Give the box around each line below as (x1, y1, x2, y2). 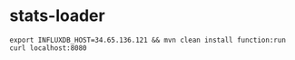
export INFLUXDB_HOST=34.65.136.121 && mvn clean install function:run (9, 35, 286, 45)
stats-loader (9, 5, 106, 26)
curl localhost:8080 (9, 43, 88, 53)
